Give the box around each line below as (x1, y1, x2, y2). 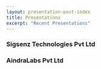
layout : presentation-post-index (6, 8, 91, 15)
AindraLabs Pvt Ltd (6, 56, 64, 65)
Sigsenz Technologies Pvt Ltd (6, 40, 96, 48)
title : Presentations (6, 15, 61, 21)
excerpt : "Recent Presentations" (6, 20, 91, 26)
